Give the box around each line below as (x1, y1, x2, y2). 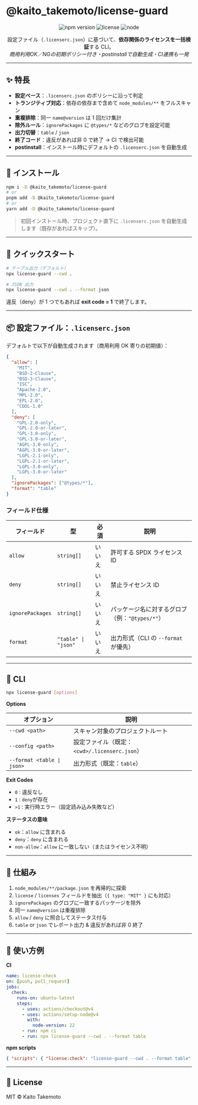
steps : (16, 1001, 33, 1006)
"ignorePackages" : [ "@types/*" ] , (11, 480, 94, 486)
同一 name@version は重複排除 (14, 906, 86, 913)
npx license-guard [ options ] (6, 689, 78, 695)
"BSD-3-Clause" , (16, 376, 57, 382)
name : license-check (6, 973, 57, 979)
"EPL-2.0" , (16, 398, 44, 404)
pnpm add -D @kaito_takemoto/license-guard (6, 195, 115, 201)
